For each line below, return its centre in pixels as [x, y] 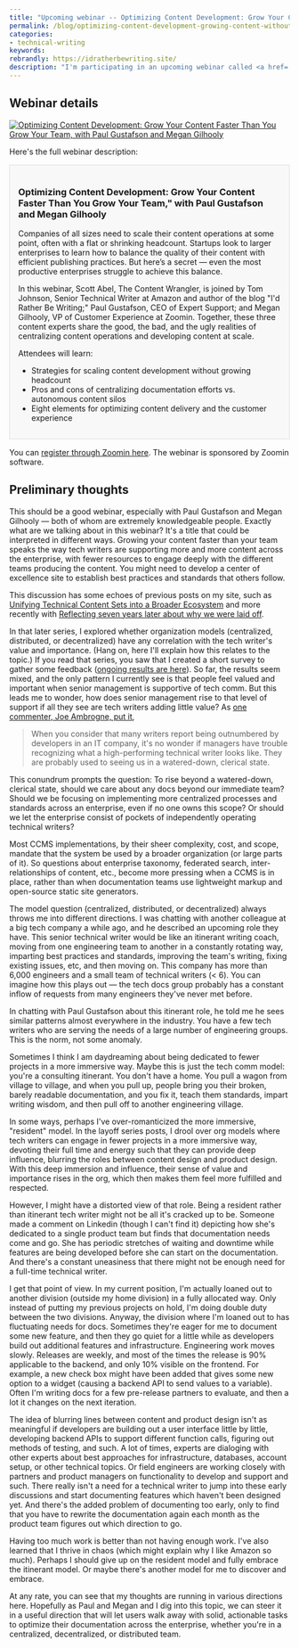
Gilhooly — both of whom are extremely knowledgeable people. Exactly [140, 521]
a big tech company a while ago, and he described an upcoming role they [144, 927]
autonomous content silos [78, 398]
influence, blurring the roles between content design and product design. [143, 1159]
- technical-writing [48, 42]
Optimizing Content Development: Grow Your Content [137, 192]
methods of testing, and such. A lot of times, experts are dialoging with [139, 1447]
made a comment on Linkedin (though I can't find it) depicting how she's [142, 1224]
